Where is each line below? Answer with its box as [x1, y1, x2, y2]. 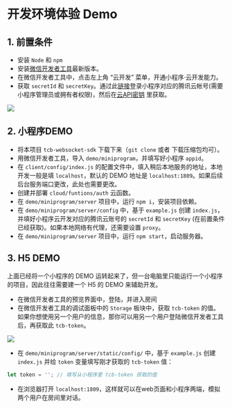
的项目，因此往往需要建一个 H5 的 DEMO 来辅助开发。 [7, 280, 162, 288]
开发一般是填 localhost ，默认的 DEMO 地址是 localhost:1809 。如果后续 [17, 171, 224, 179]
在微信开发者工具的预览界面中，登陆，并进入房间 [17, 295, 157, 303]
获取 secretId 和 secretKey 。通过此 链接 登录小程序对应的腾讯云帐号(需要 [17, 82, 224, 90]
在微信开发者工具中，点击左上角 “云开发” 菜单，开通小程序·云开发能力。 [17, 73, 223, 81]
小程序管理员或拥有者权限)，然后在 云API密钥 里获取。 [17, 91, 171, 98]
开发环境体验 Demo [7, 6, 118, 22]
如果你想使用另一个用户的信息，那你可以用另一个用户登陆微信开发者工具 [17, 312, 224, 321]
